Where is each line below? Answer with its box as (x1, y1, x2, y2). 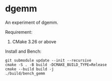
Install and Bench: (5, 48, 42, 54)
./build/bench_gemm (5, 71, 45, 76)
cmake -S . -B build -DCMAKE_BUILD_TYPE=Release (5, 62, 107, 67)
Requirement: (5, 29, 33, 35)
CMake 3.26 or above (12, 38, 57, 45)
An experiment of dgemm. (5, 19, 58, 25)
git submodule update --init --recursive (5, 58, 92, 63)
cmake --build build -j (5, 67, 54, 72)
